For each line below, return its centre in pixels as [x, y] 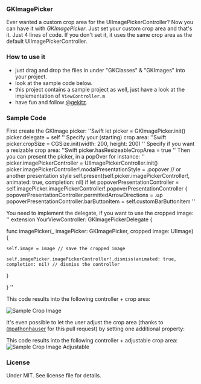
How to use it [26, 57]
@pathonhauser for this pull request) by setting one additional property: [96, 329]
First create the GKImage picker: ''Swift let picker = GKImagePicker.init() [96, 131]
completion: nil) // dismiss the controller [63, 264]
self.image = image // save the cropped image [66, 248]
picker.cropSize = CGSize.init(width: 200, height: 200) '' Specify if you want [101, 143]
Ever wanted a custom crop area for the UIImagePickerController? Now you [100, 22]
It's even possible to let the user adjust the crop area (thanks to [85, 322]
